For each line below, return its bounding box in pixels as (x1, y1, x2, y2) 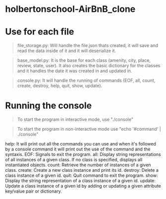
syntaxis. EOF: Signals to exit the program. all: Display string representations (5, 151, 161, 157)
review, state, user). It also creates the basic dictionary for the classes (17, 63, 161, 69)
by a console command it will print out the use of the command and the (5, 146, 151, 152)
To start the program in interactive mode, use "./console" (17, 116, 134, 122)
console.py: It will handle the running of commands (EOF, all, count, (17, 78, 156, 84)
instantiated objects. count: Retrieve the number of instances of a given (5, 162, 151, 168)
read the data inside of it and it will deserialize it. (17, 48, 116, 54)
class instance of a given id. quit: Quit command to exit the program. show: (5, 172, 158, 179)
